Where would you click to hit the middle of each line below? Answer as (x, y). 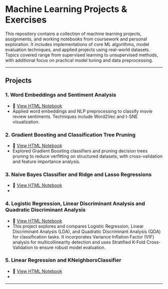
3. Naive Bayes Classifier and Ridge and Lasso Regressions (78, 174)
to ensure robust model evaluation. (70, 247)
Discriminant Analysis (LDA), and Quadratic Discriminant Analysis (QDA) (86, 231)
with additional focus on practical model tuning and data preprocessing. (79, 60)
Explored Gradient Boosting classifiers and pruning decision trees (80, 150)
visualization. (26, 121)
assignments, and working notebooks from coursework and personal (76, 39)
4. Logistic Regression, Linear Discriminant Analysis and (75, 203)
